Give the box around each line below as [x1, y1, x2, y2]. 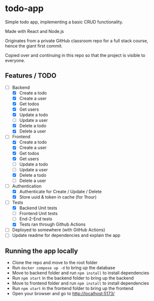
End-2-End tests [19, 216, 52, 222]
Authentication [12, 183, 42, 189]
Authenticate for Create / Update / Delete [19, 188, 102, 194]
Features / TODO [5, 71, 57, 80]
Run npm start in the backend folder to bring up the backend [12, 275, 134, 281]
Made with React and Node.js [5, 28, 64, 34]
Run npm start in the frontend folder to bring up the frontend [12, 285, 134, 291]
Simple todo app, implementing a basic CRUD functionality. [5, 19, 123, 25]
